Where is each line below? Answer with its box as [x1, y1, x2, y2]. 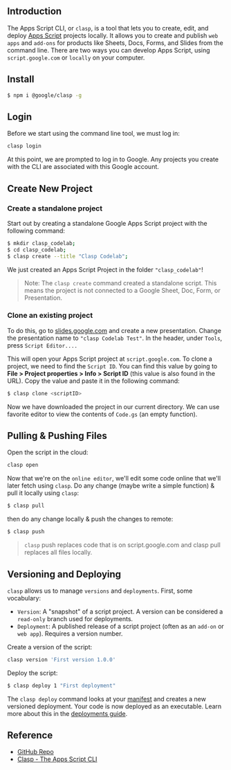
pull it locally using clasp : [7, 489, 80, 497]
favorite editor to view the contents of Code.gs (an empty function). [7, 410, 198, 418]
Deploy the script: [7, 668, 58, 677]
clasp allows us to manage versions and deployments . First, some [7, 587, 193, 595]
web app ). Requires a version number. [17, 629, 123, 638]
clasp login [7, 143, 41, 150]
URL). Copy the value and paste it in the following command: [7, 377, 180, 385]
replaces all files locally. [24, 548, 93, 557]
